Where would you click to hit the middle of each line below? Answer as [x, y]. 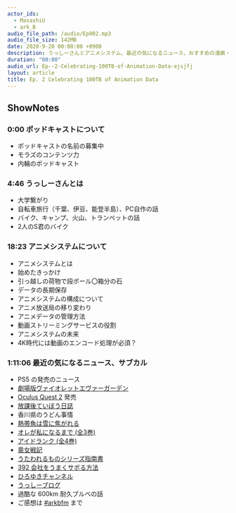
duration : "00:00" [34, 60]
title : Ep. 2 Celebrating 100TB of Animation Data [83, 79]
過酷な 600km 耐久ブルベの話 [60, 493]
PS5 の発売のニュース [49, 379]
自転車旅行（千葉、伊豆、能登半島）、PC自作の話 [88, 209]
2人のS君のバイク [43, 227]
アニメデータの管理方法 [51, 316]
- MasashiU [29, 20]
